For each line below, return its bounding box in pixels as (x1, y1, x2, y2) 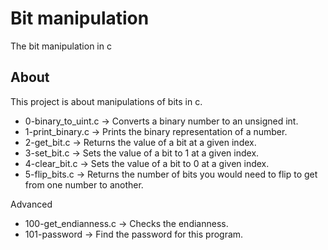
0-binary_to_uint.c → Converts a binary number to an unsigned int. (24, 115, 299, 127)
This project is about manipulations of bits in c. (10, 95, 203, 107)
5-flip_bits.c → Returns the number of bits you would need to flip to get (24, 168, 318, 180)
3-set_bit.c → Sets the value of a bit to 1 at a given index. (24, 147, 260, 159)
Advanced (10, 198, 53, 210)
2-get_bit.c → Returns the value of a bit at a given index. (24, 136, 257, 148)
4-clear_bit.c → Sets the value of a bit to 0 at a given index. (24, 157, 270, 169)
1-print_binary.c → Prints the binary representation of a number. (24, 125, 288, 137)
